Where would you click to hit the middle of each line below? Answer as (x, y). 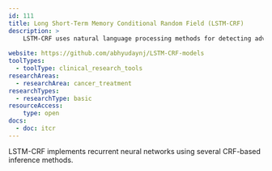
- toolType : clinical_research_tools (79, 69)
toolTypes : (27, 61)
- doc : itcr (36, 128)
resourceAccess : (36, 106)
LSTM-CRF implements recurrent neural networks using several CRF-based (135, 151)
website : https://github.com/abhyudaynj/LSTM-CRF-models (106, 53)
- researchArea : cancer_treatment (74, 83)
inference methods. (41, 160)
